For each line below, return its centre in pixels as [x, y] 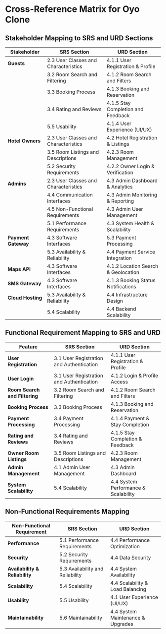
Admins [17, 184]
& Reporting [120, 201]
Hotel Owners [24, 141]
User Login [21, 379]
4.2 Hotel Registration [132, 138]
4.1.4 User [119, 124]
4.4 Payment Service [131, 252]
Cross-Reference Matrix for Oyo [72, 9]
